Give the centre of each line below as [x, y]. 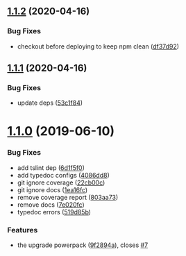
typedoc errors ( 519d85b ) [54, 212]
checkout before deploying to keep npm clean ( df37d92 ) [98, 46]
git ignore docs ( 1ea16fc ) [52, 189]
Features [23, 230]
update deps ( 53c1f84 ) [50, 103]
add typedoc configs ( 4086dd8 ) [63, 175]
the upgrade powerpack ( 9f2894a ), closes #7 [83, 245]
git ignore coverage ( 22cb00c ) [61, 182]
